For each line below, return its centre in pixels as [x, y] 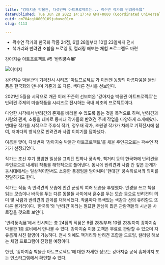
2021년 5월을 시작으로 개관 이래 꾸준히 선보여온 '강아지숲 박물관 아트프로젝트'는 [81, 97]
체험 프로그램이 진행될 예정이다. [40, 241]
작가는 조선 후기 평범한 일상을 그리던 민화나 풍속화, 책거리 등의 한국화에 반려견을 [82, 159]
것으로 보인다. [31, 212]
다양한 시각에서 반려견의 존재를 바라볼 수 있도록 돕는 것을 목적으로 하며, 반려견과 [82, 113]
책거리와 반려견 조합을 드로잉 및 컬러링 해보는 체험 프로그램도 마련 [75, 49]
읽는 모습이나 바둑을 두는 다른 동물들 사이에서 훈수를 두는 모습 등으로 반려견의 [79, 194]
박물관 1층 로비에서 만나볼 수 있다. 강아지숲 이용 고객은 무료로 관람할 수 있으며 [79, 229]
